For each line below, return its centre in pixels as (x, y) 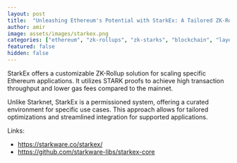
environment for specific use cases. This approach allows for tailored (108, 109)
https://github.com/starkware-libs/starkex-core (86, 152)
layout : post (26, 14)
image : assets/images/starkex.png (58, 34)
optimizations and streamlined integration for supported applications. (108, 116)
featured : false (31, 47)
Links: (16, 131)
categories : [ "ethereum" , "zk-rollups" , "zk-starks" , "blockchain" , (110, 40)
